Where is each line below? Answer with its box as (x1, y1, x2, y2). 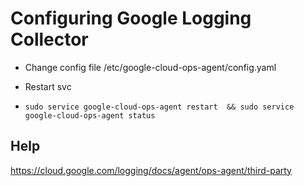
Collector (10, 28, 89, 51)
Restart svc (24, 80, 72, 92)
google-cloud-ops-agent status (24, 110, 156, 121)
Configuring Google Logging (10, 7, 252, 30)
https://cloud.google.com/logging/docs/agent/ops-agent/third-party (10, 164, 292, 176)
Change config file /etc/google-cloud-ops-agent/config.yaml (24, 61, 277, 73)
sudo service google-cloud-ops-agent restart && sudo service (24, 102, 295, 112)
